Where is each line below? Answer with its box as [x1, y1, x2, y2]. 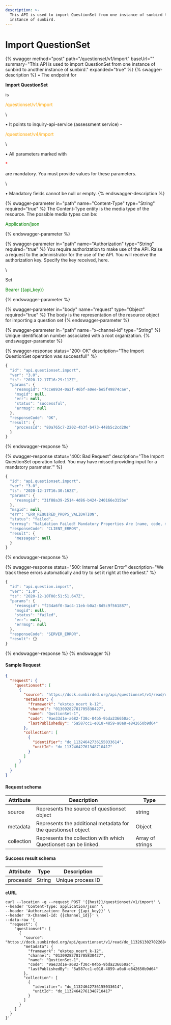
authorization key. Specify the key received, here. [5, 257, 109, 263]
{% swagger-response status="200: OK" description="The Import [5, 348, 144, 354]
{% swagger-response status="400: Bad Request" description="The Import [5, 453, 164, 459]
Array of [135, 834, 155, 842]
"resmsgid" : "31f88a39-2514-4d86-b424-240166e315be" [14, 497, 129, 503]
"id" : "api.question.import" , [10, 584, 74, 589]
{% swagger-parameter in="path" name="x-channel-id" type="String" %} [5, 327, 161, 333]
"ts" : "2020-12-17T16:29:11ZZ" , [10, 377, 79, 382]
